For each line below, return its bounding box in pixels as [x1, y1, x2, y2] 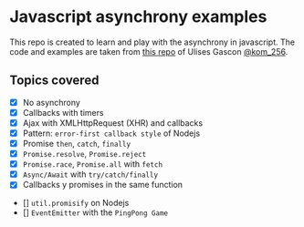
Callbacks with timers [22, 107, 104, 118]
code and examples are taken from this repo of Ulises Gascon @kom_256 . [9, 46, 288, 57]
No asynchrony [22, 97, 80, 108]
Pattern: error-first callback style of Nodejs [22, 128, 201, 139]
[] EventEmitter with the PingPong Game [22, 207, 169, 218]
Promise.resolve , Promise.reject [22, 149, 147, 160]
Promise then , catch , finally [22, 139, 131, 149]
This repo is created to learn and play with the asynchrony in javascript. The [9, 36, 295, 47]
